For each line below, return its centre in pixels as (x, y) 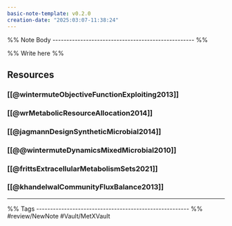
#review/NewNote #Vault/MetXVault (59, 216)
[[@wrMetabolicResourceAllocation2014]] (80, 113)
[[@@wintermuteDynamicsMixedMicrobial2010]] (92, 150)
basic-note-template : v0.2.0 (49, 13)
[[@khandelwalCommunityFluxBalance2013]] (86, 187)
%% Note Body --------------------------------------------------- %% (108, 39)
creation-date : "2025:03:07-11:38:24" (63, 20)
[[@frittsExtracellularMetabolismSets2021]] (83, 169)
